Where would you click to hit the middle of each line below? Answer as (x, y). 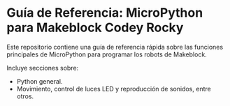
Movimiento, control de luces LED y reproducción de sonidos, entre (114, 89)
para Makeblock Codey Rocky (95, 28)
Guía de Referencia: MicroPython (105, 13)
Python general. (40, 81)
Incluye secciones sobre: (43, 68)
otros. (25, 96)
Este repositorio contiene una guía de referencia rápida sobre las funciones (115, 47)
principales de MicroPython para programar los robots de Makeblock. (107, 54)
